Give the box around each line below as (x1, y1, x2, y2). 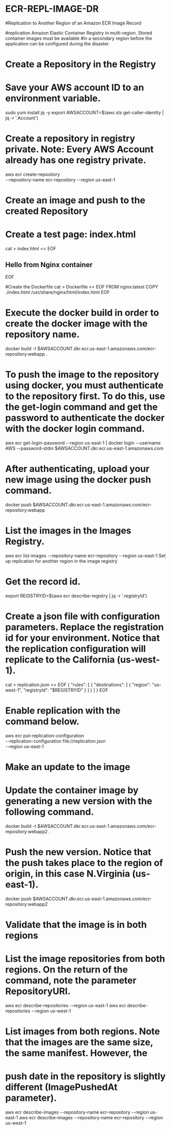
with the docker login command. (5, 423, 145, 435)
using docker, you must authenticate (5, 380, 164, 391)
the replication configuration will (5, 643, 146, 654)
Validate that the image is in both (5, 918, 147, 930)
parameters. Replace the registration (5, 621, 164, 633)
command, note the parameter (5, 975, 136, 986)
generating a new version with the (5, 795, 153, 807)
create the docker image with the (5, 318, 148, 329)
